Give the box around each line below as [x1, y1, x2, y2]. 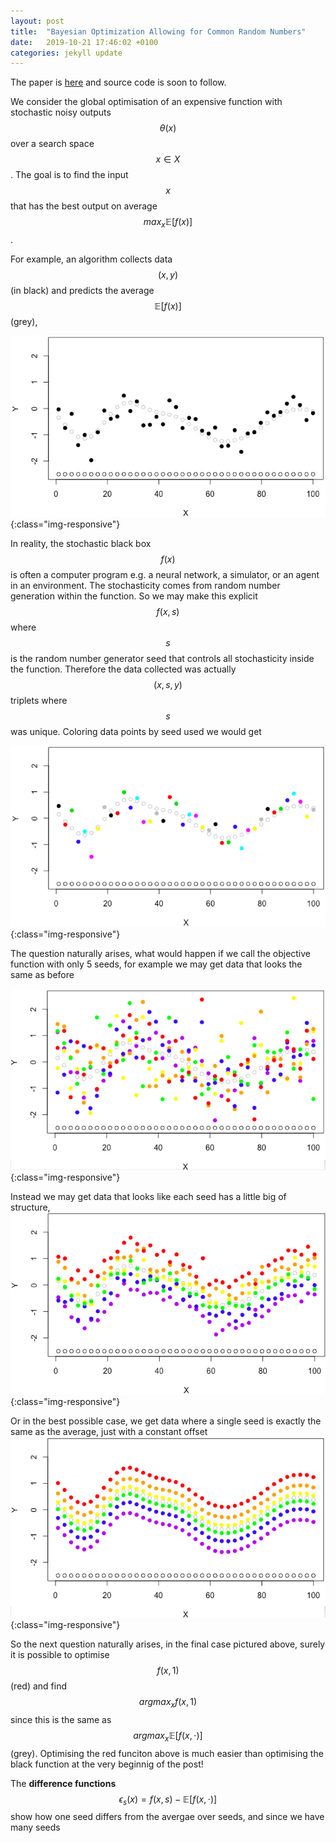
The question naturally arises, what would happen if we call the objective [10, 947, 312, 959]
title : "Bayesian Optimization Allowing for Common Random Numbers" [10, 26, 307, 37]
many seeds [10, 1821, 61, 1834]
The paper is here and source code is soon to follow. [10, 76, 227, 89]
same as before [10, 968, 75, 980]
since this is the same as [10, 1713, 112, 1725]
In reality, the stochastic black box [10, 537, 152, 549]
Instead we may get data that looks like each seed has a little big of [10, 1190, 287, 1202]
